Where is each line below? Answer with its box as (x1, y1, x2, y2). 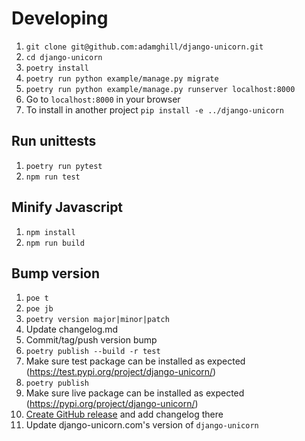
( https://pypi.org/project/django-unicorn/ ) (25, 398, 199, 410)
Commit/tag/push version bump (25, 334, 158, 346)
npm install (25, 227, 76, 237)
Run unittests (11, 133, 97, 150)
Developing (11, 7, 109, 30)
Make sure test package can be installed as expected (25, 355, 246, 367)
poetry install (25, 63, 90, 73)
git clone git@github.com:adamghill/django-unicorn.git (25, 42, 264, 52)
